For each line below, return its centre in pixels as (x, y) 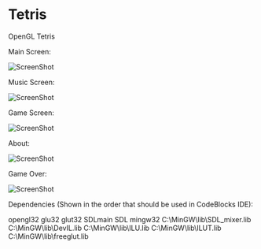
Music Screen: (31, 82)
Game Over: (28, 173)
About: (19, 143)
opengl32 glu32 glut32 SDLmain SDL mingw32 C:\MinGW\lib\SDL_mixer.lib (130, 219)
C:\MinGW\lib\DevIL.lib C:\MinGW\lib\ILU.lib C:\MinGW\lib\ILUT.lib (115, 228)
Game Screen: (31, 113)
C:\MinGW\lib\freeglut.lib (48, 236)
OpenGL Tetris (31, 36)
